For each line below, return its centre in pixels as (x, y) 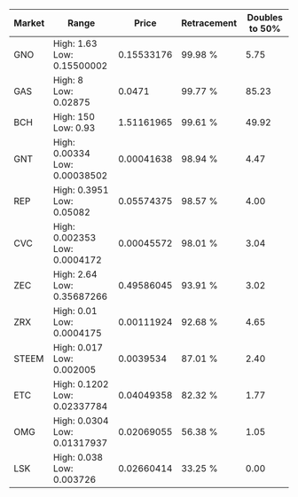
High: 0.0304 (81, 421)
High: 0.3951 (81, 190)
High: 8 (68, 80)
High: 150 (74, 117)
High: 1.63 (75, 43)
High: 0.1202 (81, 384)
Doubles (265, 17)
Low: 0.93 (74, 128)
